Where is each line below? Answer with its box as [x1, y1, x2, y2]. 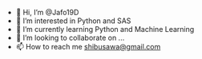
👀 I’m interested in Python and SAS [15, 16, 131, 26]
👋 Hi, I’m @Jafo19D [15, 8, 79, 17]
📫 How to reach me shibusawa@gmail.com [15, 42, 161, 51]
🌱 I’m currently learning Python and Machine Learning [15, 25, 195, 33]
